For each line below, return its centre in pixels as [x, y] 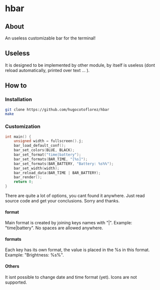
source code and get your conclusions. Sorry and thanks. [62, 201]
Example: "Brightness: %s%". [34, 255]
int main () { [18, 137]
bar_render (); [28, 177]
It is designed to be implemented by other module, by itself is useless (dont [80, 65]
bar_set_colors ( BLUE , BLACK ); [44, 150]
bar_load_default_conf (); [40, 146]
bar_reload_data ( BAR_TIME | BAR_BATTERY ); [57, 173]
